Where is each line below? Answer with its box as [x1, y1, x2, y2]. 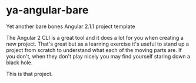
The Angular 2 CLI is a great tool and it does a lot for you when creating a [6, 34, 184, 41]
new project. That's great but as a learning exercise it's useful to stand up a [6, 40, 190, 47]
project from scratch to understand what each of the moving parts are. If [6, 46, 182, 53]
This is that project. [6, 70, 53, 77]
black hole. [6, 59, 33, 66]
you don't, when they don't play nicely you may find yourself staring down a [6, 53, 190, 60]
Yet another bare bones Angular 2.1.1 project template [6, 23, 135, 30]
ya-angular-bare [6, 4, 89, 17]
